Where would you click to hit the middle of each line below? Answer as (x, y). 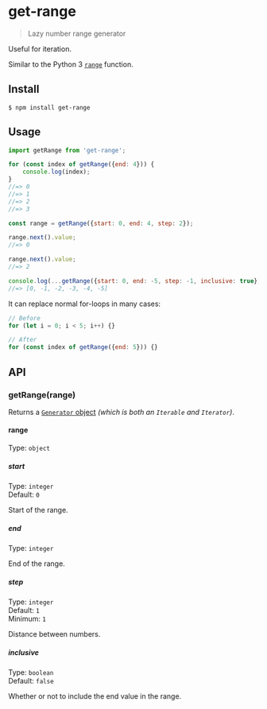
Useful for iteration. (40, 48)
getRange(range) (42, 394)
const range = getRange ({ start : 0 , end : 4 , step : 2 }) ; (101, 223)
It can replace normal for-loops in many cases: (85, 304)
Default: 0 (24, 494)
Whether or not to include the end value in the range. (95, 696)
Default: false (31, 680)
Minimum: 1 (27, 618)
